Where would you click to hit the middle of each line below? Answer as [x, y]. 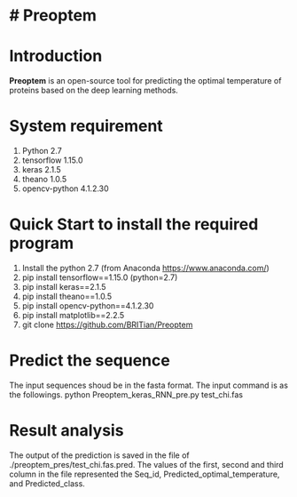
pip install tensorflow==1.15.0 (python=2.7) [100, 277]
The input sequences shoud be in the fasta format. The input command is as [148, 385]
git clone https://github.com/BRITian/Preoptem [107, 325]
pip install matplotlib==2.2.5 [73, 315]
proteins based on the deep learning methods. [94, 91]
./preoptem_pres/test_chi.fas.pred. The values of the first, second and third [146, 464]
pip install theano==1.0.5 [67, 296]
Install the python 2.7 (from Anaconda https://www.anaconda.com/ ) [146, 268]
